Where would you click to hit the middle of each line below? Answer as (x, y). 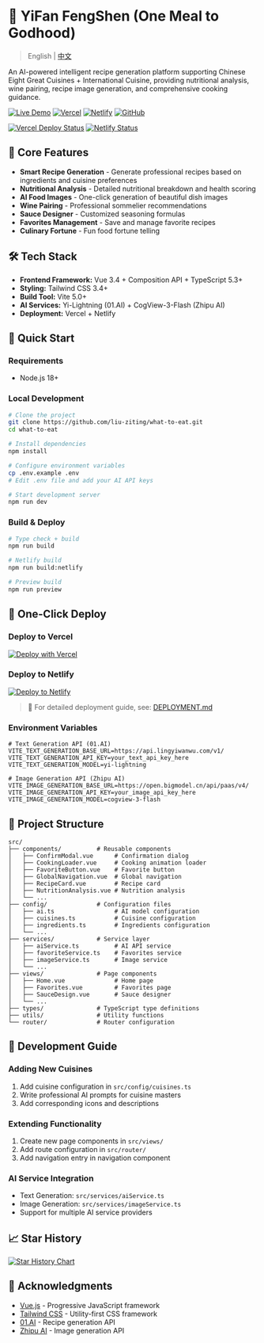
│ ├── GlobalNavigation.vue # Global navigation (95, 876)
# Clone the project (42, 415)
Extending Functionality (55, 1124)
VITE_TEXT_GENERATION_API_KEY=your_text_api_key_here (99, 758)
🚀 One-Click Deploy (57, 614)
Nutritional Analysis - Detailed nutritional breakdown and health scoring (138, 189)
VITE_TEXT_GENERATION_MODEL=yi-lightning (77, 765)
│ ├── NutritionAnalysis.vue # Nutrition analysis (97, 891)
